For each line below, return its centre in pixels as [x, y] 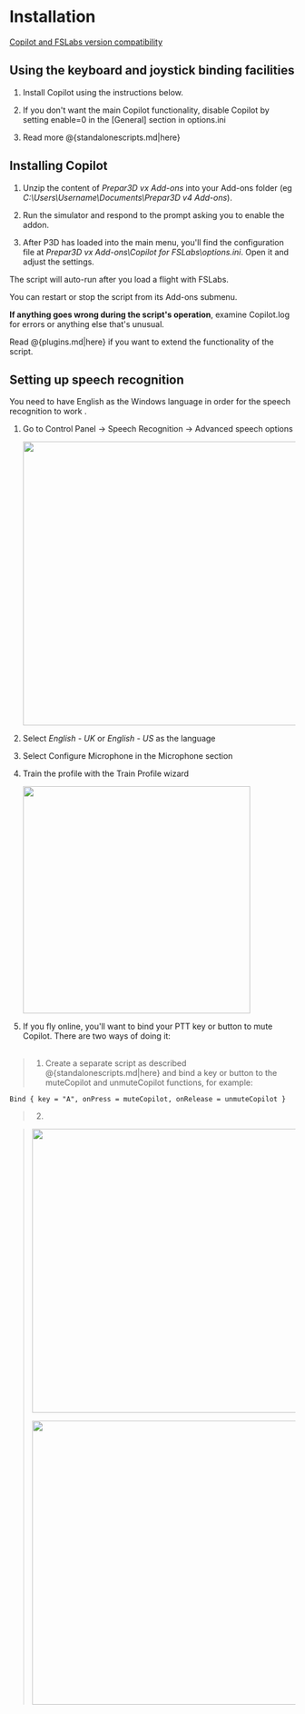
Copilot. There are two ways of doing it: [96, 1036]
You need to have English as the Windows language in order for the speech [150, 402]
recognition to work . [48, 412]
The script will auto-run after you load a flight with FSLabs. [119, 279]
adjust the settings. [59, 262]
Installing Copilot [59, 166]
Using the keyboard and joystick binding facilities [152, 70]
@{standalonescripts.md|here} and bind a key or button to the [161, 1073]
